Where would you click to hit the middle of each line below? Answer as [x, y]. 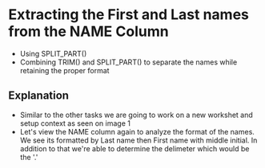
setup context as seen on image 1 [75, 123]
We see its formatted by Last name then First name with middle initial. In [139, 140]
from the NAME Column [89, 31]
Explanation [39, 96]
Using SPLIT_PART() [53, 53]
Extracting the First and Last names [129, 15]
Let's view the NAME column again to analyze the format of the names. [137, 131]
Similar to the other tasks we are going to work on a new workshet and [137, 115]
